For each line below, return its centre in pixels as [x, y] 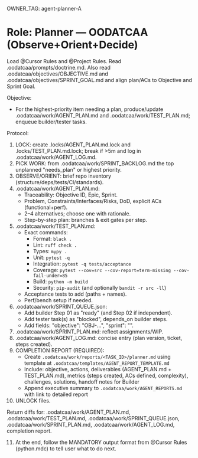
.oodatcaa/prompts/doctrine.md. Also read [59, 67]
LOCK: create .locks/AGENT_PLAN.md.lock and [73, 145]
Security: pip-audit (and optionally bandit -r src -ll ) [100, 287]
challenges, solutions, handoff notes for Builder [82, 382]
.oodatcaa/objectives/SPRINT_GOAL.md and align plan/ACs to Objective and [100, 80]
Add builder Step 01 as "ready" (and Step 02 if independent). [98, 313]
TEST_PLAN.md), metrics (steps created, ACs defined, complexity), [106, 375]
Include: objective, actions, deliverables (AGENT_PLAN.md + [98, 369]
